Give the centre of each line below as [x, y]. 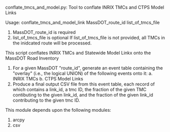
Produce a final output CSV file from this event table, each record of [83, 84]
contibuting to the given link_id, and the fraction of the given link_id [83, 95]
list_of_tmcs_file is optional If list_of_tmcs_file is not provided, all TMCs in [89, 38]
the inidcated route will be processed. [52, 43]
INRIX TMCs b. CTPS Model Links [48, 79]
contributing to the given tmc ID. [46, 100]
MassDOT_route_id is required [44, 32]
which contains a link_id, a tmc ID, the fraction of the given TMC [79, 90]
